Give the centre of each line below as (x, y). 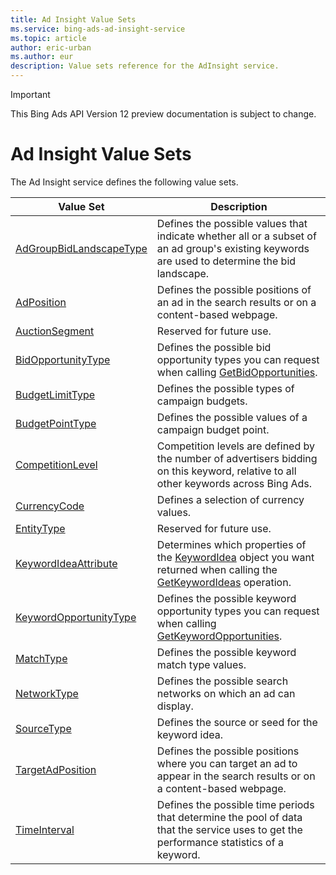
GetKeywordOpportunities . (219, 636)
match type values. (201, 664)
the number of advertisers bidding (237, 458)
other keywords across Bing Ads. (234, 483)
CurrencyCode (50, 506)
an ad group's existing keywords (233, 248)
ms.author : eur (42, 57)
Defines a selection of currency (230, 499)
